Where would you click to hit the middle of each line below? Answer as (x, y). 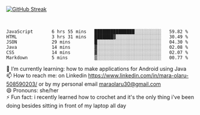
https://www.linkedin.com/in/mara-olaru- (139, 75)
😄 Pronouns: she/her (33, 90)
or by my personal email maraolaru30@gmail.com (100, 84)
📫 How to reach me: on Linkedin (47, 75)
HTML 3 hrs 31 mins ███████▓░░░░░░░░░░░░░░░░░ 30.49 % (97, 37)
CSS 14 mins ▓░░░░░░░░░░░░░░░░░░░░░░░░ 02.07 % (97, 52)
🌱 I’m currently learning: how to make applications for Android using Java (96, 69)
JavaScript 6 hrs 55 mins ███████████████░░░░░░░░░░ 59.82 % (97, 32)
